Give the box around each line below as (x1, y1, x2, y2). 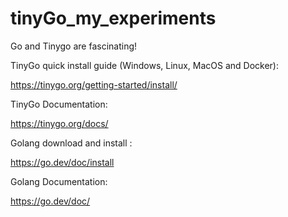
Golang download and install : (10, 137, 133, 149)
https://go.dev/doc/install (10, 156, 115, 168)
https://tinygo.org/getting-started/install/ (10, 78, 178, 91)
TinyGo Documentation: (10, 98, 108, 110)
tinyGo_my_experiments (10, 7, 217, 30)
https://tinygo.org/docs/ (10, 117, 109, 129)
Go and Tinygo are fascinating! (10, 40, 138, 52)
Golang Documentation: (10, 175, 108, 187)
